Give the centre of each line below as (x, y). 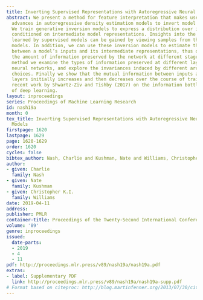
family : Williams (34, 197)
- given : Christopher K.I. (40, 192)
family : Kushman (32, 186)
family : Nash (28, 175)
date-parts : (27, 243)
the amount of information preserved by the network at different (97, 57)
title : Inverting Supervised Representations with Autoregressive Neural (101, 12)
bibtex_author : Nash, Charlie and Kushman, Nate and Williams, (88, 158)
